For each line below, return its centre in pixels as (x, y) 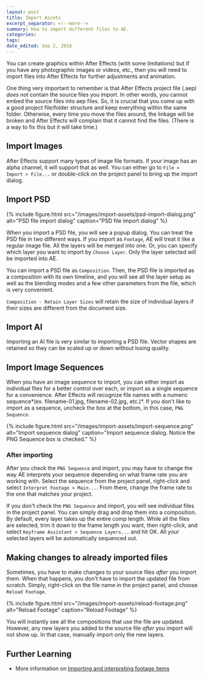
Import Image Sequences (55, 367)
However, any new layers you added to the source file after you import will (100, 628)
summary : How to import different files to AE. (68, 29)
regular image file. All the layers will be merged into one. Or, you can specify (102, 245)
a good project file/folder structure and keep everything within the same (97, 107)
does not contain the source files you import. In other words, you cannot (97, 95)
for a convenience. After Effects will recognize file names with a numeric (97, 395)
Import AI (24, 327)
